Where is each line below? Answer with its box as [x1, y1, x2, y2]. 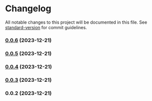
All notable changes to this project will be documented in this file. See [5, 19, 148, 25]
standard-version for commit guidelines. [5, 24, 87, 30]
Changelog [5, 3, 51, 14]
